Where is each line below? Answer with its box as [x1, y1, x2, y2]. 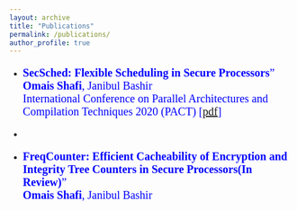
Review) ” [22, 176, 67, 189]
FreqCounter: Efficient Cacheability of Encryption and [22, 150, 288, 163]
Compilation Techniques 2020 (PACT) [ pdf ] [22, 105, 222, 118]
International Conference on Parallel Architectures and [22, 92, 268, 106]
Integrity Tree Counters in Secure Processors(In [22, 162, 253, 176]
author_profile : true [9, 38, 91, 48]
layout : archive [9, 13, 70, 22]
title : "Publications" [9, 22, 94, 31]
